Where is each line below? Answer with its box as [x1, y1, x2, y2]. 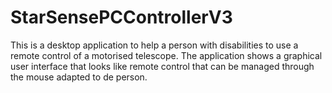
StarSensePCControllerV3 [10, 6, 233, 29]
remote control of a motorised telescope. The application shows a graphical [10, 49, 323, 61]
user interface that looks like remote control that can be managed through [10, 60, 315, 72]
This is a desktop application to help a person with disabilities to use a [10, 39, 299, 51]
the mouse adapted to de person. [10, 71, 148, 83]
